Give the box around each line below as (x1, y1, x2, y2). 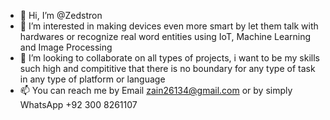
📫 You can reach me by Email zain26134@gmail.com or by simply (19, 85, 293, 96)
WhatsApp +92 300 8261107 (19, 99, 138, 110)
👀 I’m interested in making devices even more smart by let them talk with (19, 20, 319, 32)
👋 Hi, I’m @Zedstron (19, 10, 103, 21)
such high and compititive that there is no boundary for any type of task (19, 63, 316, 74)
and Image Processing (19, 41, 113, 53)
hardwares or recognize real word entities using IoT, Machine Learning (19, 31, 312, 42)
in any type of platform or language (19, 73, 166, 85)
